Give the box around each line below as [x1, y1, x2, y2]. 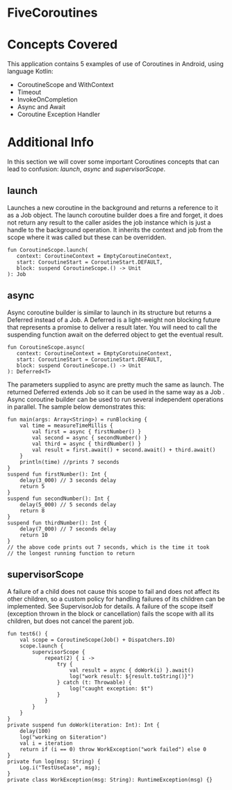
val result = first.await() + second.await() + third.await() [32, 446, 216, 453]
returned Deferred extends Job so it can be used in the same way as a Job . [7, 387, 225, 396]
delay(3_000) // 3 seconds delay [19, 476, 117, 484]
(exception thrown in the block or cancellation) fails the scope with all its [7, 609, 214, 618]
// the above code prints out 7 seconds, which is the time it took [7, 544, 210, 551]
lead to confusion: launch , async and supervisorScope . [7, 165, 166, 173]
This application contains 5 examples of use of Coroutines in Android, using [7, 60, 224, 68]
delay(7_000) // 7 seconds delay [19, 525, 117, 533]
